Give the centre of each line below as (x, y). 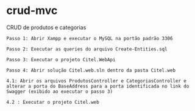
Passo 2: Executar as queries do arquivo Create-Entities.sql (87, 49)
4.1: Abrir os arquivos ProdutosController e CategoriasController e (97, 81)
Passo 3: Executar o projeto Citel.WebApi (61, 59)
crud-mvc (32, 11)
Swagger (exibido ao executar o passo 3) (60, 92)
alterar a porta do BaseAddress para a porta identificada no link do (98, 86)
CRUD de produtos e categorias (46, 27)
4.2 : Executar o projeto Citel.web (53, 102)
